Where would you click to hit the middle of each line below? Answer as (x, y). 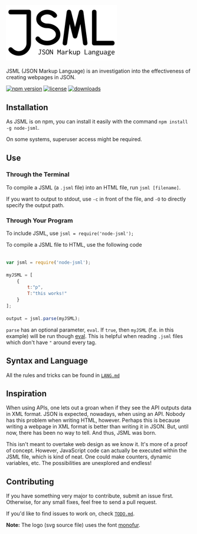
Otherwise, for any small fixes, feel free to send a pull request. (82, 502)
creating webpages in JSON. (41, 77)
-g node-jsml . (23, 128)
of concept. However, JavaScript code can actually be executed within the (96, 451)
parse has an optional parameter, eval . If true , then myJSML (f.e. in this (90, 330)
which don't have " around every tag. (51, 342)
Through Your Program (40, 220)
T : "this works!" (47, 294)
